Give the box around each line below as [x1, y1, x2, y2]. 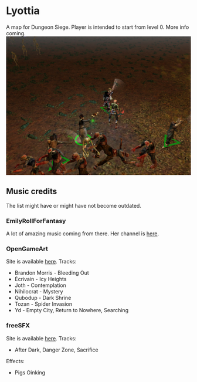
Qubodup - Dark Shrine [14, 295, 72, 302]
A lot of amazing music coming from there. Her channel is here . [6, 230, 159, 237]
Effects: [6, 357, 25, 364]
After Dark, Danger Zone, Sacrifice [14, 346, 98, 353]
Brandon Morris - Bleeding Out [14, 269, 89, 276]
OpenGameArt [6, 245, 48, 253]
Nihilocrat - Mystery [14, 288, 63, 295]
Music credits [6, 187, 57, 197]
